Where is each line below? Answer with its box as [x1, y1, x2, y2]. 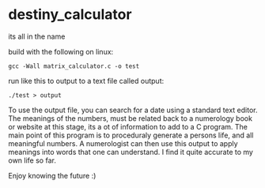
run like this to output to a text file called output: [8, 76, 165, 85]
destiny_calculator [8, 6, 132, 24]
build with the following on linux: [8, 47, 114, 56]
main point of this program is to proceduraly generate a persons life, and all [8, 130, 254, 140]
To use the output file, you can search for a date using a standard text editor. [8, 105, 258, 115]
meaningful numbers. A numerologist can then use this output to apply [8, 138, 239, 148]
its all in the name [8, 32, 66, 41]
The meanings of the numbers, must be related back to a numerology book [8, 113, 253, 123]
